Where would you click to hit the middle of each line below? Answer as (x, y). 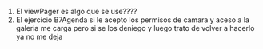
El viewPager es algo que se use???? (76, 11)
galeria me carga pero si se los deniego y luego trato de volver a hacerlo (135, 28)
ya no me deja (39, 36)
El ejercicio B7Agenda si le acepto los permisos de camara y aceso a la (133, 20)
